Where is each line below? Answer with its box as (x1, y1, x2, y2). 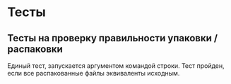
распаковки (7, 43, 64, 55)
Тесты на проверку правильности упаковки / (7, 32, 218, 44)
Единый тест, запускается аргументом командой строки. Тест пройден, (7, 62, 225, 70)
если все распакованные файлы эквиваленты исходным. (7, 69, 180, 77)
